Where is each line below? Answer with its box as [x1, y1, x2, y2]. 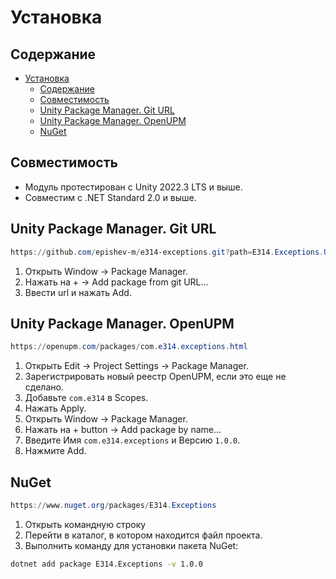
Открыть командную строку [24, 518, 147, 530]
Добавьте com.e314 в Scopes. [24, 392, 149, 404]
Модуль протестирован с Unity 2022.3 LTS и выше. [24, 181, 243, 193]
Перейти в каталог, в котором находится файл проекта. [24, 529, 263, 541]
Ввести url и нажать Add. [24, 286, 132, 298]
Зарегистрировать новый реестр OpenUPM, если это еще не [24, 371, 287, 383]
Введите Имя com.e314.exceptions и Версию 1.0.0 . [24, 434, 241, 446]
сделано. [24, 381, 64, 393]
